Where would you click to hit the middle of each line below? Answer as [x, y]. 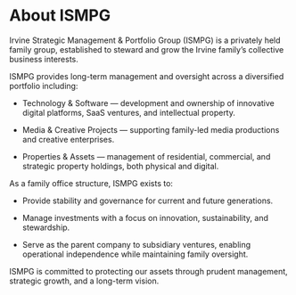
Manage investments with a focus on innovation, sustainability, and [145, 217]
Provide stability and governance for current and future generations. [148, 201]
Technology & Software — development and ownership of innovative [148, 102]
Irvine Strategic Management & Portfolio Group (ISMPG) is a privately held [145, 40]
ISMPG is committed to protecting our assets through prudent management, [148, 271]
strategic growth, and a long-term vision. [84, 281]
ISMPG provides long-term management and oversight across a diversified [147, 76]
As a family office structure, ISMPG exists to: [91, 183]
